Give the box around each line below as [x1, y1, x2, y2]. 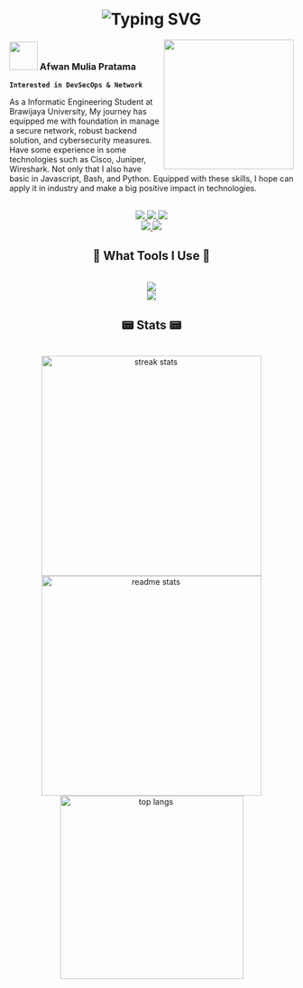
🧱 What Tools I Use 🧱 [92, 248, 211, 263]
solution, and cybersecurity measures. [9, 135, 152, 146]
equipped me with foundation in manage [9, 115, 160, 126]
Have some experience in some [9, 144, 127, 155]
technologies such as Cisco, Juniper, [9, 154, 147, 165]
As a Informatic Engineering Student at [9, 97, 153, 107]
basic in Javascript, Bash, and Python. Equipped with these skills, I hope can [9, 173, 294, 184]
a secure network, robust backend [9, 125, 137, 136]
